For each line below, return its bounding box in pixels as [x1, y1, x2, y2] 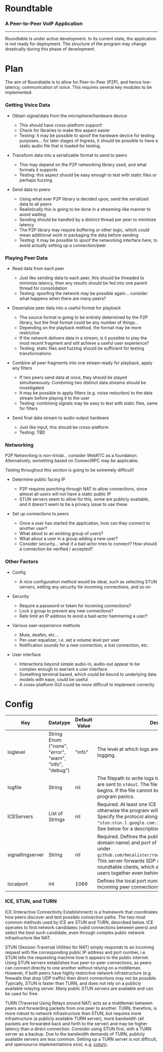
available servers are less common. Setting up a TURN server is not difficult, [5, 1036, 158, 1042]
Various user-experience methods [12, 622, 81, 628]
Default [75, 716, 93, 723]
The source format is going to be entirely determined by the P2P [19, 314, 148, 321]
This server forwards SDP [97, 857, 156, 864]
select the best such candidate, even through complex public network [5, 930, 145, 935]
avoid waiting [19, 211, 46, 217]
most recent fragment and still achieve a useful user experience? [19, 340, 149, 346]
